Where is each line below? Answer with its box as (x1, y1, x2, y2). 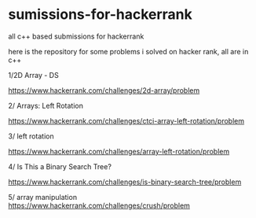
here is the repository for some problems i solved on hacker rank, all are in (8, 46, 249, 56)
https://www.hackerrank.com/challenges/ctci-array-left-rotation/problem (8, 116, 245, 125)
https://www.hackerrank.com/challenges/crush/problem (8, 201, 191, 210)
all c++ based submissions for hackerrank (8, 31, 144, 41)
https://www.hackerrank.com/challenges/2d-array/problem (8, 85, 200, 95)
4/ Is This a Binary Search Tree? (8, 161, 112, 171)
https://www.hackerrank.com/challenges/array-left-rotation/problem (8, 146, 230, 156)
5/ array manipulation (8, 192, 77, 201)
